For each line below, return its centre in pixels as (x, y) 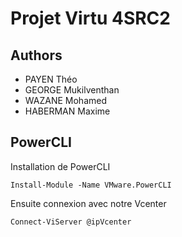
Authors (36, 55)
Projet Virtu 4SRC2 (90, 18)
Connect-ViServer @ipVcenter (71, 222)
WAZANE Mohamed (66, 100)
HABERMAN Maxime (67, 111)
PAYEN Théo (51, 79)
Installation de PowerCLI (60, 166)
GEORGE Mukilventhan (72, 90)
